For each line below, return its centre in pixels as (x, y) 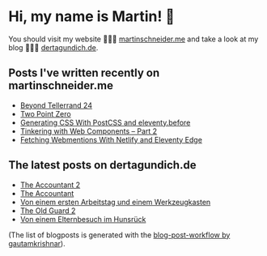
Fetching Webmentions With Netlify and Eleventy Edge (111, 139)
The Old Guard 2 (48, 211)
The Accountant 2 (50, 185)
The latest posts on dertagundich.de (102, 165)
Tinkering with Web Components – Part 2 (89, 131)
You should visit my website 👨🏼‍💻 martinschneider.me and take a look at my (133, 39)
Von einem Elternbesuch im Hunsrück (83, 219)
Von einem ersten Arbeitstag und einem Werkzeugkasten (115, 202)
